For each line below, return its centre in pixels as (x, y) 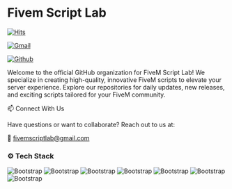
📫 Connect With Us (36, 108)
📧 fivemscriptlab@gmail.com (48, 138)
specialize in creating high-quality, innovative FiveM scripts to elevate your (114, 80)
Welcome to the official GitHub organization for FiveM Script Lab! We (106, 72)
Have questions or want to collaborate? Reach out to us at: (91, 124)
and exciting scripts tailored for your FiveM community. (86, 94)
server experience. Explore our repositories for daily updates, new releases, (116, 87)
